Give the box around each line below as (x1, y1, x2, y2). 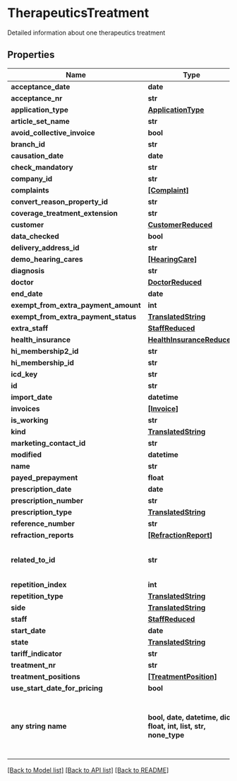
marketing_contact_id (11, 438, 86, 448)
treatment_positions (11, 671, 81, 681)
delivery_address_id (11, 243, 80, 253)
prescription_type (11, 507, 73, 517)
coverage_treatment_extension (11, 208, 118, 218)
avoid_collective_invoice (11, 127, 95, 137)
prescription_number (11, 495, 83, 505)
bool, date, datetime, (147, 712, 219, 722)
